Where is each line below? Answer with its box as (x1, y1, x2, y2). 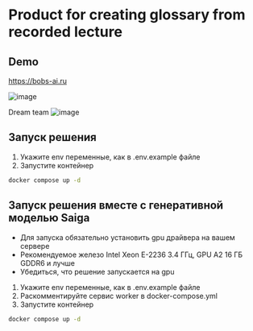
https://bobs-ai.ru (8, 77, 67, 85)
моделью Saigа (8, 211, 90, 225)
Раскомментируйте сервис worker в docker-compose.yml (19, 291, 218, 300)
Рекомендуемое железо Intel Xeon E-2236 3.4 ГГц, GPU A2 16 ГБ (19, 250, 243, 259)
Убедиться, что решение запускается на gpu (19, 267, 175, 276)
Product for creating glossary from (8, 6, 246, 24)
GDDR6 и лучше (19, 258, 75, 267)
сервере (19, 241, 50, 250)
